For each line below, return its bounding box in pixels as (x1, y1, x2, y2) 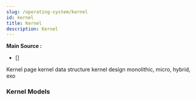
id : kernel (6, 15, 34, 21)
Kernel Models (6, 87, 50, 96)
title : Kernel (6, 20, 42, 26)
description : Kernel (6, 25, 59, 32)
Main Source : (6, 42, 42, 50)
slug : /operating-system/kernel (6, 8, 88, 15)
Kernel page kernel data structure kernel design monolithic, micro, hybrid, (6, 66, 191, 73)
